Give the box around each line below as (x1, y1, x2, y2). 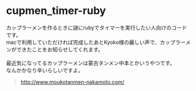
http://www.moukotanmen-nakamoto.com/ (20, 78, 125, 85)
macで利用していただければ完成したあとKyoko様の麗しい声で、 (6, 38, 160, 45)
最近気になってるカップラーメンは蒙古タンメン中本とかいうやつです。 (6, 60, 175, 66)
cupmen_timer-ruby (6, 4, 106, 17)
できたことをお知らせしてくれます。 (16, 45, 104, 53)
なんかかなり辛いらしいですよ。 (6, 66, 84, 73)
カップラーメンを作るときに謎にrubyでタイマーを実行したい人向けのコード (6, 24, 187, 31)
